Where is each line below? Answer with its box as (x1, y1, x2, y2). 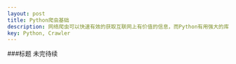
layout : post (7, 10, 46, 17)
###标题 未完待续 (7, 49, 58, 58)
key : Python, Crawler (7, 29, 71, 37)
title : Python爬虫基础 (7, 17, 70, 24)
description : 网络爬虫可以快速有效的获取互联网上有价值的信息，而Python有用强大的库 (7, 23, 230, 30)
